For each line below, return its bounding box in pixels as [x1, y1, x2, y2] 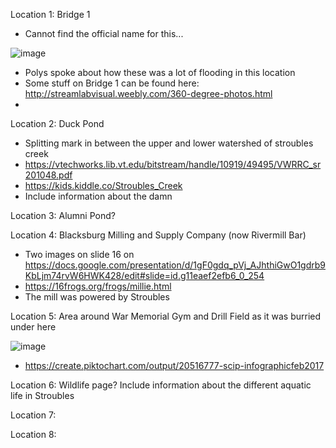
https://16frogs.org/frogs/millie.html [24, 280, 172, 292]
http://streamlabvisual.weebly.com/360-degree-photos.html [24, 88, 273, 99]
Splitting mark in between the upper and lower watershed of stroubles [24, 137, 314, 149]
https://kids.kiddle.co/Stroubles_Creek [24, 180, 183, 191]
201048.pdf [24, 169, 73, 181]
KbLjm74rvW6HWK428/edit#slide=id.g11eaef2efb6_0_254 [24, 270, 265, 281]
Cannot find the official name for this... [24, 28, 184, 39]
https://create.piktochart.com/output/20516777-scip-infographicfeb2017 [24, 360, 325, 371]
